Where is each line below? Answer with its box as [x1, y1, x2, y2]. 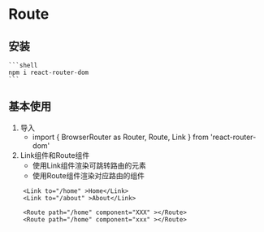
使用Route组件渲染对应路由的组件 [32, 170, 145, 180]
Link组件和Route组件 [19, 150, 90, 160]
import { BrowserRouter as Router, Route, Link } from [32, 132, 209, 142]
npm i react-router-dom [8, 68, 89, 77]
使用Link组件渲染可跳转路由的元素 [32, 160, 146, 170]
